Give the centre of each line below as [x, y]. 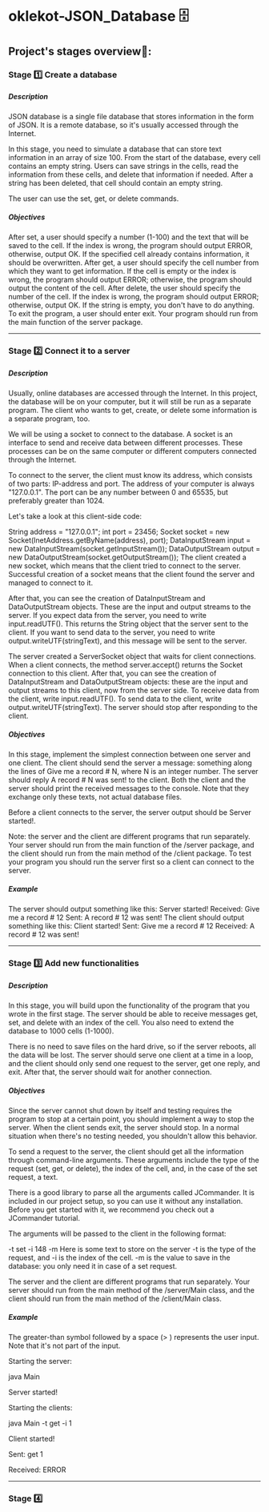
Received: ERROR [37, 1470]
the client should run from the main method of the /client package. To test [130, 853]
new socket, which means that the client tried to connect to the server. [125, 566]
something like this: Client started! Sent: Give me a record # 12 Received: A [131, 926]
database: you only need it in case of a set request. [93, 1266]
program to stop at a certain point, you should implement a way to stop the [131, 1119]
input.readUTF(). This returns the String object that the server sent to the [128, 624]
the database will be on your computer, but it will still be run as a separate [130, 402]
